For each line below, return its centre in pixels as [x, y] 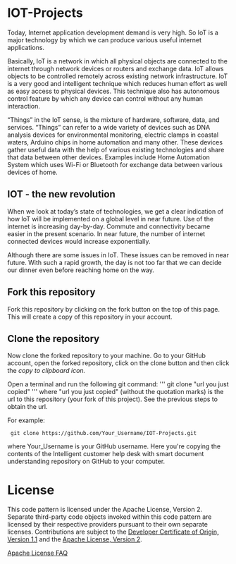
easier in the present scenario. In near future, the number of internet [106, 233]
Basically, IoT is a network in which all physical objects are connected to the [117, 61]
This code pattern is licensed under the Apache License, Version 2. [105, 510]
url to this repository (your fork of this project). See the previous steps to [113, 399]
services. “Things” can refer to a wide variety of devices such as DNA [109, 127]
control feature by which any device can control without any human [105, 98]
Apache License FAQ [38, 553]
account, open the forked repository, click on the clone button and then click [118, 363]
